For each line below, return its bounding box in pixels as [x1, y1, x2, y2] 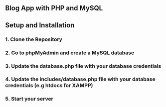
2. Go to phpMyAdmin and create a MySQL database [5, 49, 135, 56]
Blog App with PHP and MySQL [5, 4, 103, 12]
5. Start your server [5, 96, 53, 103]
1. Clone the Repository [5, 36, 62, 43]
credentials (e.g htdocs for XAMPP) [5, 82, 93, 89]
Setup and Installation [5, 21, 75, 29]
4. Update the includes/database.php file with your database [5, 76, 156, 83]
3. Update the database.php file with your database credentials [5, 62, 162, 69]
